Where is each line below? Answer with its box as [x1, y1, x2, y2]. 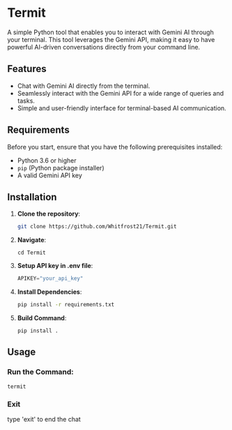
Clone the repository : [17, 209, 81, 218]
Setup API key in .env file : [17, 262, 93, 270]
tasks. [17, 96, 35, 105]
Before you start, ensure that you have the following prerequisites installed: [7, 142, 223, 151]
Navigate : [17, 236, 47, 244]
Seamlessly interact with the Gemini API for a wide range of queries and [17, 89, 224, 97]
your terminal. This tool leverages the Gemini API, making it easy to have [7, 35, 215, 43]
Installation [7, 191, 57, 203]
